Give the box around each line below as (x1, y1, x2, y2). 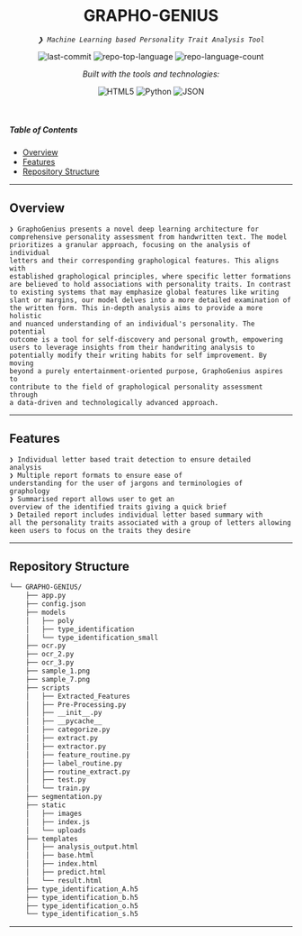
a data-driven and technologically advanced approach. (9, 398, 219, 407)
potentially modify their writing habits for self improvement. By (9, 351, 268, 360)
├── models (25, 608, 67, 617)
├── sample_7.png (25, 674, 91, 684)
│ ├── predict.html (25, 867, 106, 877)
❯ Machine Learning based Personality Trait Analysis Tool (37, 35, 265, 44)
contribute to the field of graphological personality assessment (9, 382, 263, 391)
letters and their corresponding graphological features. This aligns (9, 256, 280, 265)
